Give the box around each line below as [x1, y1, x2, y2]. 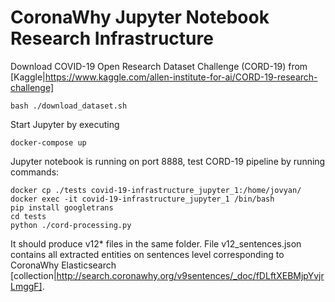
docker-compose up [10, 137, 87, 148]
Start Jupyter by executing [10, 118, 120, 130]
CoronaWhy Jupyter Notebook [10, 6, 270, 29]
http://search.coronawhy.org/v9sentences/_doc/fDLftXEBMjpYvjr [56, 269, 325, 281]
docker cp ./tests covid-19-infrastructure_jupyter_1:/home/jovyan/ [10, 185, 302, 195]
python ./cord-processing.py [10, 220, 132, 230]
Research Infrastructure [10, 27, 214, 50]
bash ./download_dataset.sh [10, 101, 128, 111]
